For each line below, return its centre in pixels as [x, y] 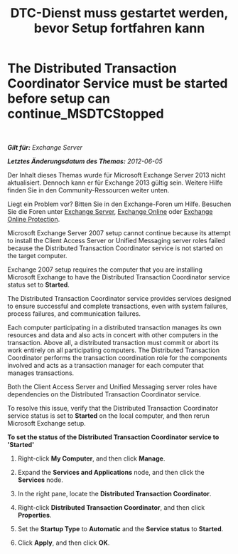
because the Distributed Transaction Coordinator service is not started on [115, 248]
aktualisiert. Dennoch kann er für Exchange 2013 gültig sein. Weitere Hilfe [115, 183]
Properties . [34, 515]
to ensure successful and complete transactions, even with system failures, [118, 306]
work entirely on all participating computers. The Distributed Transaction [114, 350]
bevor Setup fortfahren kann [119, 28]
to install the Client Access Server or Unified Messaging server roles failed [116, 240]
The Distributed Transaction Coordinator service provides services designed [119, 298]
